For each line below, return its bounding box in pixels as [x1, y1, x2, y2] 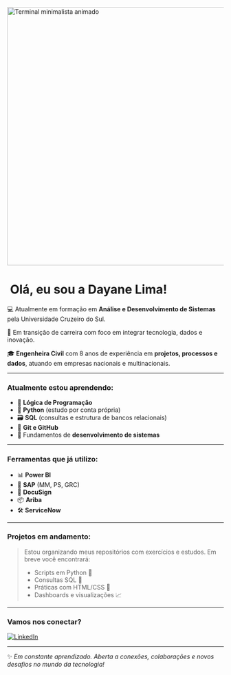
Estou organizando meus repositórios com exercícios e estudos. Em [23, 548, 217, 556]
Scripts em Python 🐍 [34, 568, 93, 577]
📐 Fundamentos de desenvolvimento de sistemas [16, 430, 160, 439]
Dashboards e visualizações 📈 [34, 590, 122, 599]
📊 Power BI [16, 470, 52, 479]
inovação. [7, 335, 35, 344]
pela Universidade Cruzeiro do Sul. [7, 315, 106, 323]
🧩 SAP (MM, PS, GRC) [16, 480, 80, 488]
